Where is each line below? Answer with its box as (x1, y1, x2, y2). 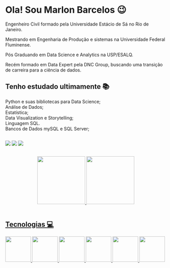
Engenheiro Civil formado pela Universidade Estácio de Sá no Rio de (5, 21, 149, 27)
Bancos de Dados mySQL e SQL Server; (5, 126, 89, 132)
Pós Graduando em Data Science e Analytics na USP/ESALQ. (5, 52, 134, 58)
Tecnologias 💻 (5, 220, 54, 229)
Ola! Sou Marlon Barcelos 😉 (5, 4, 127, 16)
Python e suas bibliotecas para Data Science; (5, 99, 101, 105)
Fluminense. (5, 41, 31, 47)
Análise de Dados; (5, 104, 44, 110)
